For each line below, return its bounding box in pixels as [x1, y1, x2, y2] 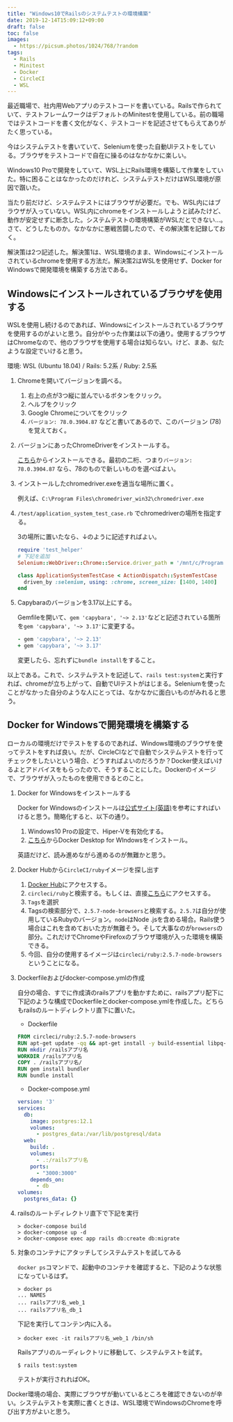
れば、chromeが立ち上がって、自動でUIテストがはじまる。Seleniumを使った [7, 679, 226, 688]
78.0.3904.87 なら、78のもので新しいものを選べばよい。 [17, 464, 180, 473]
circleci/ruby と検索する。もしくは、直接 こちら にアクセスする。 [27, 888, 214, 897]
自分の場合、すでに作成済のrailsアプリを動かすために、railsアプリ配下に [17, 988, 225, 997]
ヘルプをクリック [27, 400, 77, 409]
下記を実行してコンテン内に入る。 [17, 1319, 115, 1328]
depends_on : [30, 1176, 65, 1183]
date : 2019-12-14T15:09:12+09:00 [7, 17, 104, 24]
